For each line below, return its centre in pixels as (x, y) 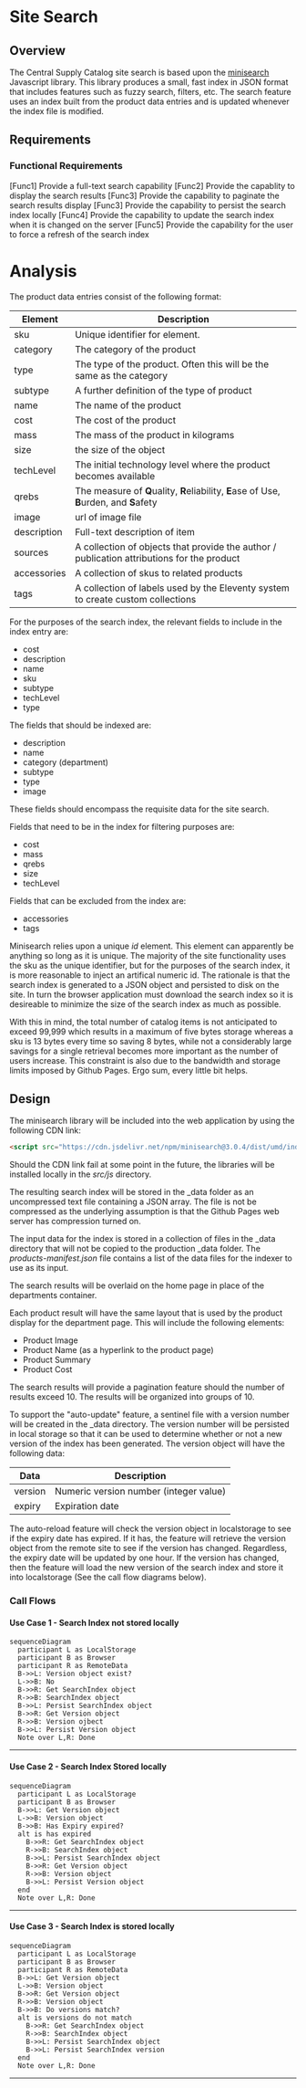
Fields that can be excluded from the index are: (98, 900)
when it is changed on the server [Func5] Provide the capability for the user (152, 225)
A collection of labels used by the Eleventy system (182, 588)
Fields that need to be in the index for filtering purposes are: (122, 826)
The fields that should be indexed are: (81, 725)
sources (31, 552)
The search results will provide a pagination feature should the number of (147, 1387)
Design (30, 1099)
